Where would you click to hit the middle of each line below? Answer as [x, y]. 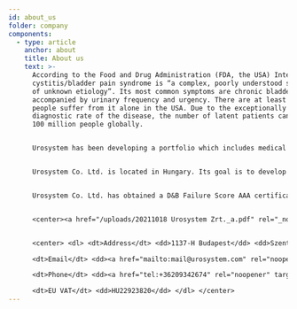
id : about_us [32, 17]
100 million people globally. [87, 125]
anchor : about [50, 50]
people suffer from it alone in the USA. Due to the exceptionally [159, 108]
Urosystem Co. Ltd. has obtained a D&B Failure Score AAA [141, 196]
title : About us [55, 58]
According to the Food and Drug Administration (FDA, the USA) [151, 75]
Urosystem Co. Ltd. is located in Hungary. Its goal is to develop [159, 172]
